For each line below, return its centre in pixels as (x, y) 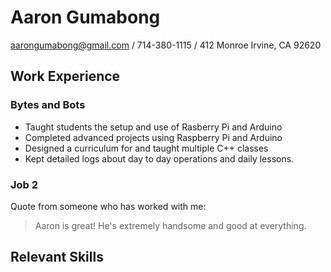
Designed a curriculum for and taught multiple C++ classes (146, 148)
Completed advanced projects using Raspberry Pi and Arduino (153, 137)
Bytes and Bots (48, 105)
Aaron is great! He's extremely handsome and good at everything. (170, 225)
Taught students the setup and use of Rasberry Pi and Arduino (153, 127)
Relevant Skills (57, 257)
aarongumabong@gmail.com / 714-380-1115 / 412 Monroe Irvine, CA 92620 (166, 45)
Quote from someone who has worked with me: (108, 206)
